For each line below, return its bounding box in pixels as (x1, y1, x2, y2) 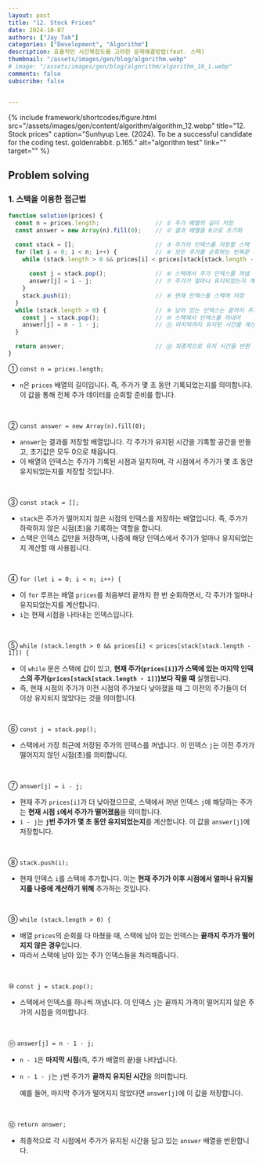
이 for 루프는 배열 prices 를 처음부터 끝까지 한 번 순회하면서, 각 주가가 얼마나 (19, 590, 254, 599)
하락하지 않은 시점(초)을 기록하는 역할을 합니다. (19, 523, 163, 532)
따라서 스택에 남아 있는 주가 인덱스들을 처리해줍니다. (19, 950, 178, 959)
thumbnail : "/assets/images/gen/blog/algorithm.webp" (8, 56, 188, 64)
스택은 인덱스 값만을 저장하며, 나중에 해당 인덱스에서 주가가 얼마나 (19, 533, 221, 543)
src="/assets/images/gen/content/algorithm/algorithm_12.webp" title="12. (8, 121, 246, 130)
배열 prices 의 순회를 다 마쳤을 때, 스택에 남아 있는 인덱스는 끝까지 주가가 (19, 930, 241, 940)
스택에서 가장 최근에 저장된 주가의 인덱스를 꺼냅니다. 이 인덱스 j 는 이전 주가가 (19, 740, 255, 750)
